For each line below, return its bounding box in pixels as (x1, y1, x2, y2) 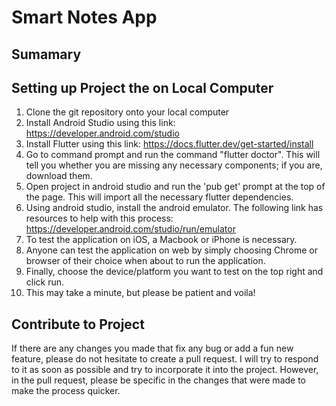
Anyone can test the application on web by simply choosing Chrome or (25, 244, 318, 256)
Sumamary (11, 46, 82, 63)
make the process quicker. (11, 385, 121, 397)
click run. (25, 276, 65, 288)
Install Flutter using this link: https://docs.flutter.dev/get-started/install (25, 138, 314, 150)
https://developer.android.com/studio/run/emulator (25, 223, 236, 235)
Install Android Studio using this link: (25, 117, 176, 129)
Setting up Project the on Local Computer (11, 79, 274, 96)
